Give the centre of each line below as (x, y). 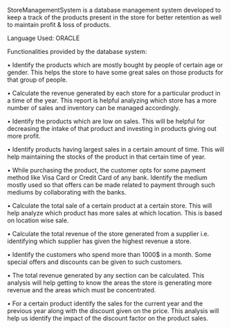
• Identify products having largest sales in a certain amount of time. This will (116, 149)
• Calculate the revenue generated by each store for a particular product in (114, 93)
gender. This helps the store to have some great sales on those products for (115, 72)
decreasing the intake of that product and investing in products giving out (112, 128)
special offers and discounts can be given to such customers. (95, 262)
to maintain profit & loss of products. (59, 25)
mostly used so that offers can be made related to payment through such (111, 185)
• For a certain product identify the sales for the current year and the (105, 303)
